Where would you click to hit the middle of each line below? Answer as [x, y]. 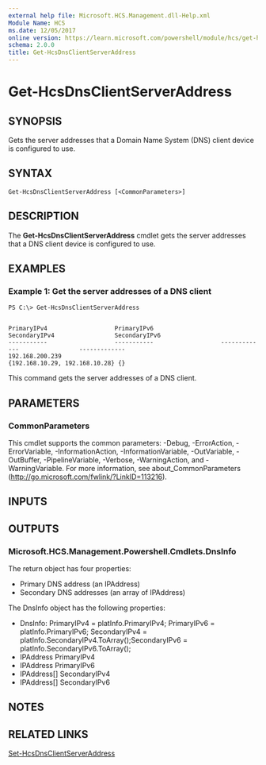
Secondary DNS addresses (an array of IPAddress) [103, 593]
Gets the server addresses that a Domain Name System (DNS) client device [131, 140]
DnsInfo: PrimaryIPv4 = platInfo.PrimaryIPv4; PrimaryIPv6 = [117, 624]
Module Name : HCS [37, 23]
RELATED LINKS [48, 734]
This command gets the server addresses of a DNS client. [103, 378]
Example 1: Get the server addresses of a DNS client [110, 291]
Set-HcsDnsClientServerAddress [62, 753]
